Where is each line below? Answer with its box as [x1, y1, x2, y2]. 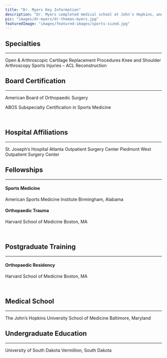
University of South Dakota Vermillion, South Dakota [5, 347, 112, 353]
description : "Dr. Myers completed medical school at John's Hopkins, [5, 12, 155, 17]
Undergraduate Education [5, 329, 87, 338]
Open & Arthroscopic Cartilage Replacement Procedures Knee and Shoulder [5, 58, 162, 63]
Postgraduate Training [5, 242, 76, 251]
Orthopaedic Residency [5, 262, 56, 268]
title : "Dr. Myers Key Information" [5, 7, 81, 12]
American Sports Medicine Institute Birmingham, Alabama [5, 196, 124, 202]
